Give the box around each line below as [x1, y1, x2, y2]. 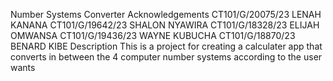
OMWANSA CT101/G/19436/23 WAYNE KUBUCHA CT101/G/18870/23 [10, 30, 296, 41]
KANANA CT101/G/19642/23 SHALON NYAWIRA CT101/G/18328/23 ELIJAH [10, 19, 320, 31]
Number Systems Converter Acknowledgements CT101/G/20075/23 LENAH [10, 9, 322, 20]
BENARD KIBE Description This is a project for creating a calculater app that [10, 40, 323, 52]
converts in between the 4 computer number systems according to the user [10, 51, 323, 63]
